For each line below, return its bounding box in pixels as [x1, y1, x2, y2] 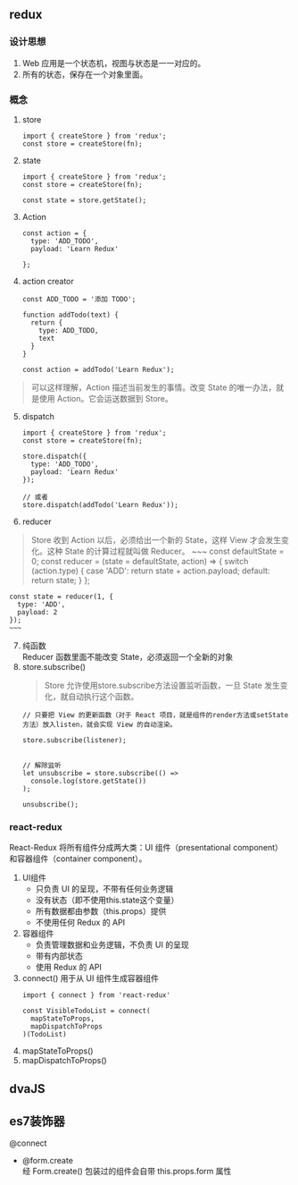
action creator [21, 275, 74, 286]
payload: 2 [17, 607, 58, 616]
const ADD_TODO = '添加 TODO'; [21, 294, 137, 303]
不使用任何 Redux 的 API [35, 917, 126, 928]
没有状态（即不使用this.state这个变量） [35, 894, 179, 906]
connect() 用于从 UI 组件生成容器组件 [21, 973, 159, 984]
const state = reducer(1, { [9, 592, 114, 601]
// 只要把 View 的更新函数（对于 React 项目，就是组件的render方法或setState [21, 710, 289, 719]
